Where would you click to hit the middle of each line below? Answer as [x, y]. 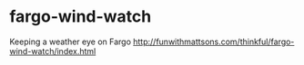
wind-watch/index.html [53, 51]
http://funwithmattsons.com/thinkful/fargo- [214, 42]
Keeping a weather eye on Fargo [71, 42]
